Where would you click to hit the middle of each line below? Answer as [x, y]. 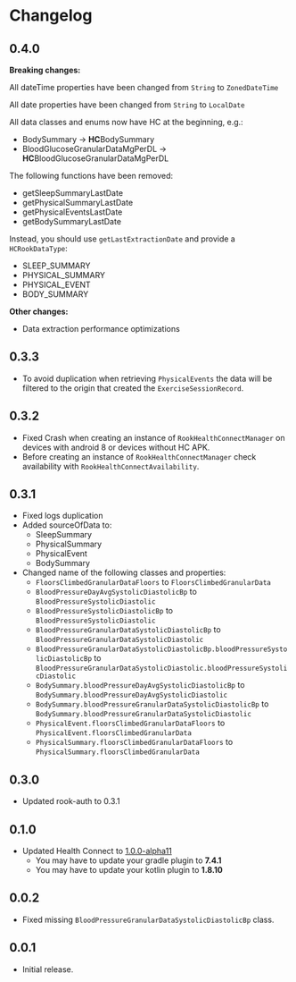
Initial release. [48, 969]
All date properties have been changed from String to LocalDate [127, 105]
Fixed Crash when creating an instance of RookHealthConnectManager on [153, 437]
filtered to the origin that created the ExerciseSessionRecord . [133, 388]
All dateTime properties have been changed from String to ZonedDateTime [144, 87]
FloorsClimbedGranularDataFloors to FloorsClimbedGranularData [153, 582]
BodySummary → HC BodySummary [88, 139]
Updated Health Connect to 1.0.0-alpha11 [97, 851]
